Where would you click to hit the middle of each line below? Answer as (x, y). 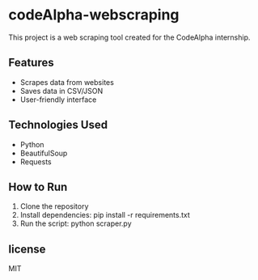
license (27, 249)
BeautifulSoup (44, 153)
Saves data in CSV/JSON (61, 91)
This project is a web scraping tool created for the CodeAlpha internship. (129, 37)
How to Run (38, 187)
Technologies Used (58, 125)
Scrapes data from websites (67, 82)
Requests (36, 161)
